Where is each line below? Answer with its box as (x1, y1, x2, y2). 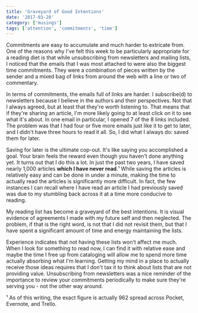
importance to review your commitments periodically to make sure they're (6, 276, 186, 283)
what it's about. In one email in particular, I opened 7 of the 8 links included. (6, 116, 190, 123)
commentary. (6, 79, 38, 87)
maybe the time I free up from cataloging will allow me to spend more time (6, 251, 187, 258)
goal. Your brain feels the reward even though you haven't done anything (6, 152, 184, 160)
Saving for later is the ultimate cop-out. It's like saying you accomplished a (6, 146, 188, 154)
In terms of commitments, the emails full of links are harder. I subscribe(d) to (6, 91, 193, 98)
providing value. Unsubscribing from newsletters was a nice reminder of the (6, 270, 191, 277)
